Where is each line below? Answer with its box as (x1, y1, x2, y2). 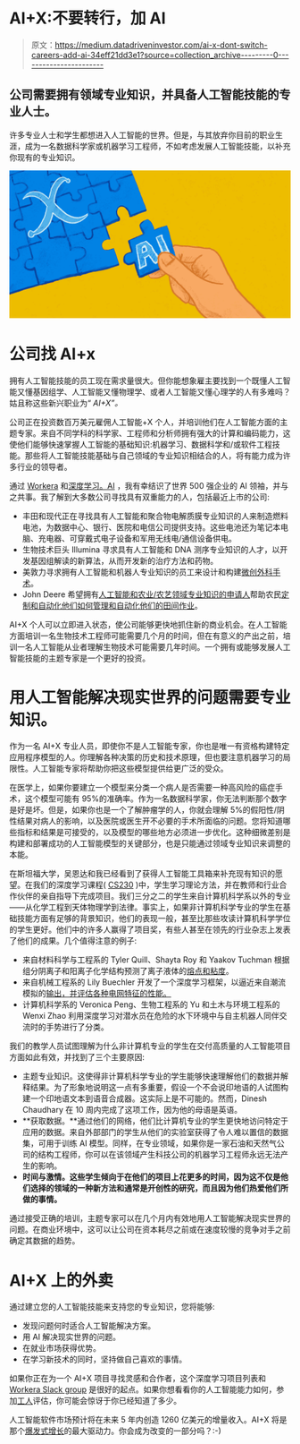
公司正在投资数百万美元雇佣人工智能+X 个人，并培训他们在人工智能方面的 (9, 416, 280, 427)
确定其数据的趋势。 (9, 1235, 80, 1246)
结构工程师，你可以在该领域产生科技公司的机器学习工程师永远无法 (37, 1149, 281, 1160)
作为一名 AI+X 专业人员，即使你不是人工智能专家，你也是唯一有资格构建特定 (9, 740, 290, 752)
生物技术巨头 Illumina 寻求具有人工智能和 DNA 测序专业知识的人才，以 (21, 543, 280, 555)
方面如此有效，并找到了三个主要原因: (9, 1052, 146, 1063)
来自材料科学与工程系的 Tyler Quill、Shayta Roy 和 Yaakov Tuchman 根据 (21, 954, 290, 965)
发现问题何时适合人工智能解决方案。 (21, 1320, 156, 1331)
